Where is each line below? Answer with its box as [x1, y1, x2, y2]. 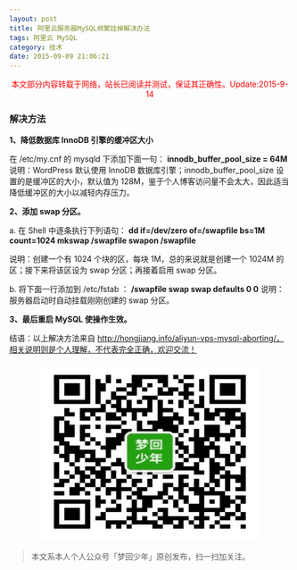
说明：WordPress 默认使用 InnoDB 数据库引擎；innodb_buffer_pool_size [9, 165, 275, 176]
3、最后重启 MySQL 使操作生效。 [9, 314, 132, 325]
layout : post [9, 14, 58, 23]
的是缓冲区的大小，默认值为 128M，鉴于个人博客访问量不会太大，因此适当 [16, 176, 290, 187]
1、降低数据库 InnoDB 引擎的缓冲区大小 [9, 135, 153, 146]
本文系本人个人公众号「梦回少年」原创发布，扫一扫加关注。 [30, 551, 251, 562]
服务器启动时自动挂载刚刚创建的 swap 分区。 [9, 295, 175, 306]
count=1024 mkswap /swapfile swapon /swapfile [9, 235, 196, 246]
